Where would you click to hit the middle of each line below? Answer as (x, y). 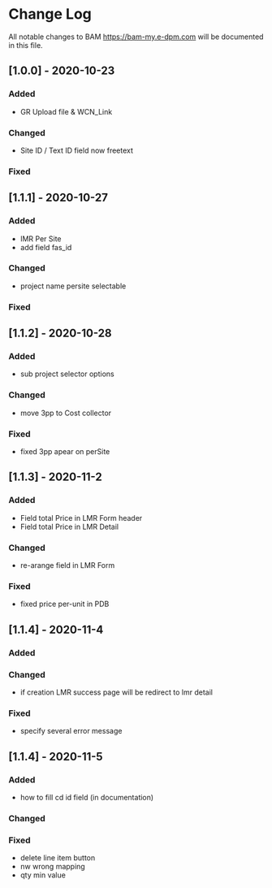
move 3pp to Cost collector (66, 413)
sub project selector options (67, 374)
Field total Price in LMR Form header (81, 518)
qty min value (43, 875)
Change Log (50, 14)
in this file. (26, 45)
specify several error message (71, 731)
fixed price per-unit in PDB (65, 604)
